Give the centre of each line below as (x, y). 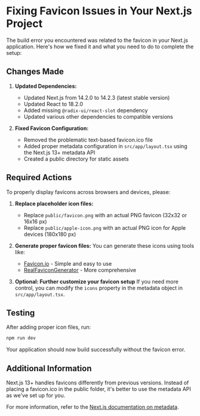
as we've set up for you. (36, 396)
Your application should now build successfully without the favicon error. (96, 350)
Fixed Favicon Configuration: (52, 128)
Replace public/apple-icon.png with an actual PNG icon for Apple (105, 227)
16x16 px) (35, 221)
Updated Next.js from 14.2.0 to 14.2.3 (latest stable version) (97, 97)
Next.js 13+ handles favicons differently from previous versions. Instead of (98, 383)
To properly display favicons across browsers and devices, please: (88, 192)
